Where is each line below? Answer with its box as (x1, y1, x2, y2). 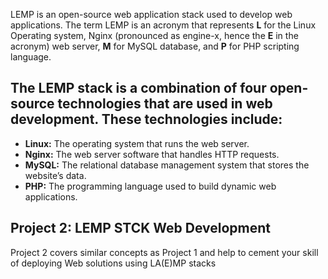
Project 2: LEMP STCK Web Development (10, 220, 272, 237)
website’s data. (24, 169, 87, 181)
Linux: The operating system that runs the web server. (24, 137, 250, 149)
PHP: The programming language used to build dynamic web (24, 180, 277, 192)
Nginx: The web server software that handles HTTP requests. (24, 148, 280, 160)
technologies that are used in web (57, 95, 273, 113)
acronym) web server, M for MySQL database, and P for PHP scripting (10, 40, 300, 52)
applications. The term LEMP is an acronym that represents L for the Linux (10, 19, 317, 31)
